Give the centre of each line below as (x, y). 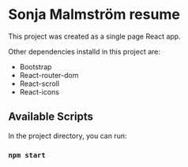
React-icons (39, 91)
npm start (27, 155)
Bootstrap (36, 67)
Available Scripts (51, 117)
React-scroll (39, 83)
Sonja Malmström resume (94, 15)
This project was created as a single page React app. (94, 36)
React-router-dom (49, 75)
